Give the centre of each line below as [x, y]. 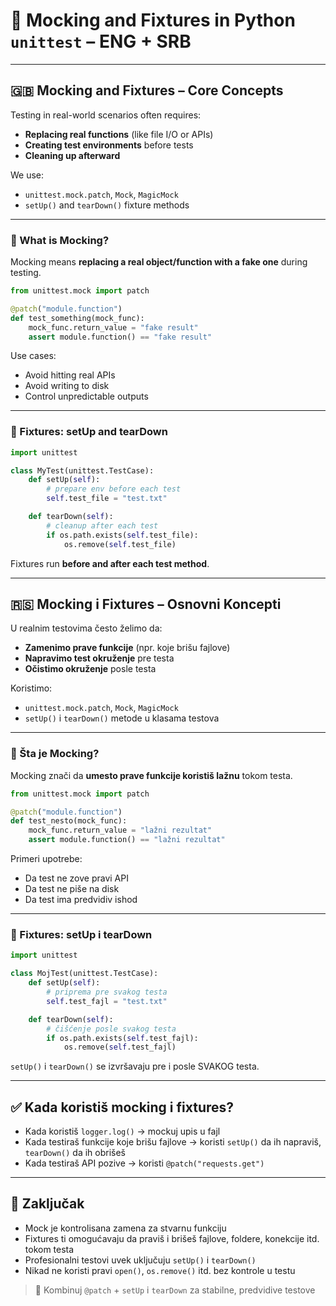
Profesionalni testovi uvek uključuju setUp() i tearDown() [140, 1260]
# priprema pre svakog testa [107, 992]
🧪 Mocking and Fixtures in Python [153, 20]
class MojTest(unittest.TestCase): [84, 974]
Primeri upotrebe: [46, 859]
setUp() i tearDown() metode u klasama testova [122, 718]
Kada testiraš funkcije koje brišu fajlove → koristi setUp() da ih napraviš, [173, 1142]
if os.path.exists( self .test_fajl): [122, 1038]
